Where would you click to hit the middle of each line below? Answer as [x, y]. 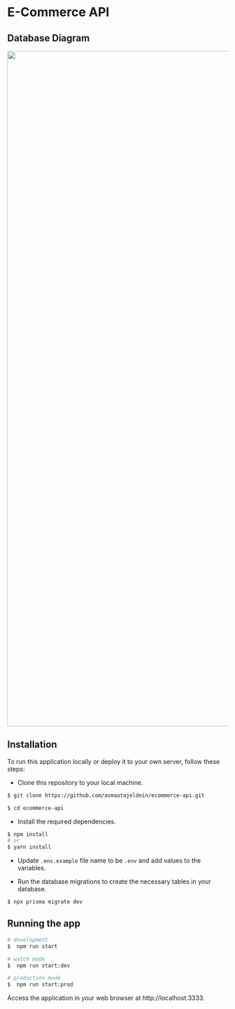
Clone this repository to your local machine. [80, 782]
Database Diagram [49, 38]
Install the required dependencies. [67, 821]
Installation [32, 745]
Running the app [44, 924]
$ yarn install [29, 847]
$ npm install [28, 834]
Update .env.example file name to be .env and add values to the [109, 861]
